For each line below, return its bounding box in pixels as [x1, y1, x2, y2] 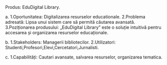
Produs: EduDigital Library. [5, 4, 60, 10]
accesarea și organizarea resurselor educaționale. [5, 30, 108, 35]
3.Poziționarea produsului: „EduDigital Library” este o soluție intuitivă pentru [5, 24, 161, 30]
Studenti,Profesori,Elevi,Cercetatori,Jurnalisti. [5, 45, 99, 50]
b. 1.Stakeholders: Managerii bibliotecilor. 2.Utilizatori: [5, 39, 116, 45]
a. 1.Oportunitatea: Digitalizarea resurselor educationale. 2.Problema [5, 14, 146, 19]
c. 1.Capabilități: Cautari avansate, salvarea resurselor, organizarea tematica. [5, 54, 162, 60]
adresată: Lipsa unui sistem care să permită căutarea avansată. [5, 19, 135, 25]
